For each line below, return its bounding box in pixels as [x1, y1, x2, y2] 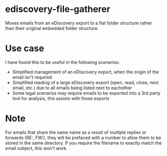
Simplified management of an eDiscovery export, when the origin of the [12, 69, 159, 75]
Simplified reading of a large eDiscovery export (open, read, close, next [12, 79, 159, 85]
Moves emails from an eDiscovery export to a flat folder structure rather [5, 20, 153, 26]
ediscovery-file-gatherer [5, 3, 110, 15]
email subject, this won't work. [5, 145, 68, 151]
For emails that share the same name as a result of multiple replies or [5, 129, 147, 135]
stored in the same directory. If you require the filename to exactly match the [5, 140, 162, 146]
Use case [5, 43, 44, 54]
